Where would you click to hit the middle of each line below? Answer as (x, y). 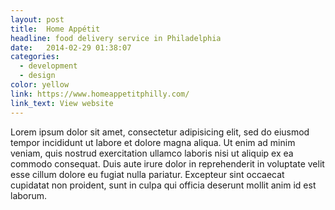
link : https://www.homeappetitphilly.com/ (100, 94)
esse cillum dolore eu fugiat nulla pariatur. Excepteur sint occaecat (147, 174)
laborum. (29, 195)
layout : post (37, 19)
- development (48, 66)
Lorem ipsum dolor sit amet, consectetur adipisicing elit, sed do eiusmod (160, 132)
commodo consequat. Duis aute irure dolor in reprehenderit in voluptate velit (167, 163)
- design (37, 76)
